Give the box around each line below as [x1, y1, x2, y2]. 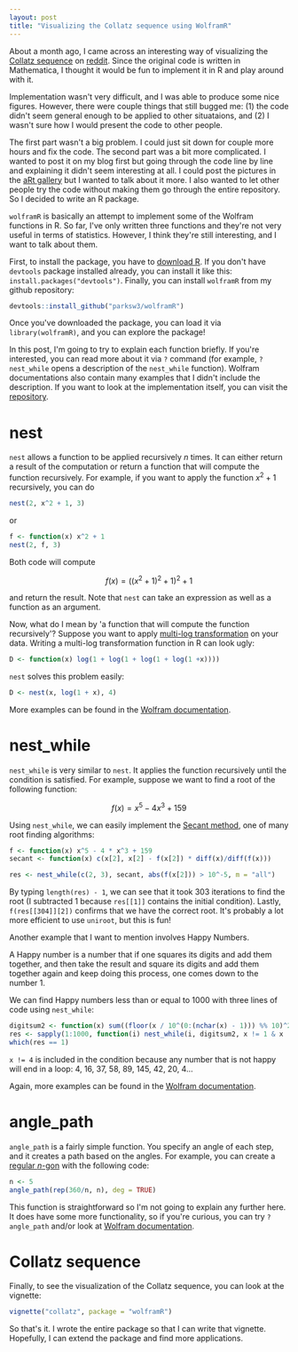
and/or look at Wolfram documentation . [51, 1221, 195, 1231]
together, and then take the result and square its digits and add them [9, 958, 260, 969]
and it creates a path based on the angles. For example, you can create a [9, 1150, 276, 1161]
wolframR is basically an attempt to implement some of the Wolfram [9, 211, 255, 221]
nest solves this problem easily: [9, 672, 125, 682]
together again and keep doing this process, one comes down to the [9, 968, 259, 979]
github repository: [9, 284, 74, 295]
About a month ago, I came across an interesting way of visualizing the [9, 45, 269, 56]
